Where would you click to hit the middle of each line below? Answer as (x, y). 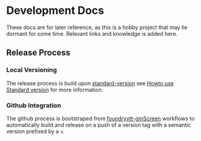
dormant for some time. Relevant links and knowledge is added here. (92, 33)
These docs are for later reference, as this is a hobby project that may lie (97, 27)
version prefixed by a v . (35, 131)
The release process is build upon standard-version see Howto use (90, 83)
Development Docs (55, 11)
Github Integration (34, 105)
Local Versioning (32, 70)
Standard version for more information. (55, 90)
